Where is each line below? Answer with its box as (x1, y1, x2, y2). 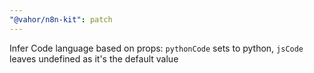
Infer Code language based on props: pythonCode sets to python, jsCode (9, 42, 304, 54)
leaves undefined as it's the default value (9, 52, 179, 65)
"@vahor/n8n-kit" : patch (9, 14, 113, 25)
